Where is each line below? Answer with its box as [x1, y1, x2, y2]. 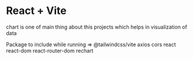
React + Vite [6, 4, 67, 18]
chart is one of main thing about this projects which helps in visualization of [6, 23, 188, 30]
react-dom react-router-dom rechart [6, 47, 94, 54]
